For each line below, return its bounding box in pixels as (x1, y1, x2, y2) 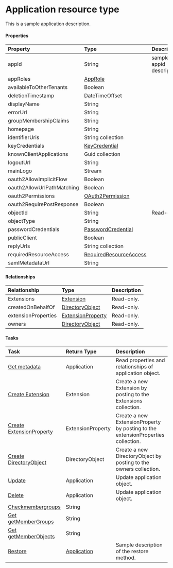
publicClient (8, 234, 37, 241)
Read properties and (115, 357, 165, 364)
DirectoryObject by (115, 452, 162, 459)
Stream (84, 167, 102, 174)
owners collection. (115, 465, 161, 472)
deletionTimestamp (8, 92, 55, 99)
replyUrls (8, 243, 30, 250)
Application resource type (5, 4, 119, 15)
